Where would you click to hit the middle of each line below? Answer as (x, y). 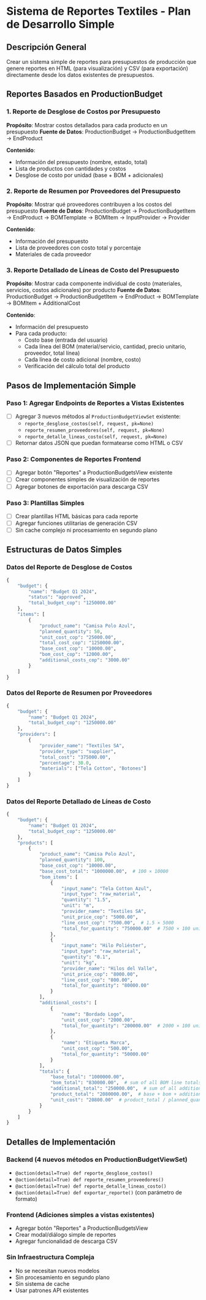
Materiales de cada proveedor (53, 254)
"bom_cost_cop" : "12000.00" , (76, 655)
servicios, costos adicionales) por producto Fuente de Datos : (84, 290)
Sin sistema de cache (42, 1283)
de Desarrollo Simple (60, 24)
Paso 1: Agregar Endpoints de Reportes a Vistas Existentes (95, 403)
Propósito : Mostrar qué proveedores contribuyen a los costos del (89, 204)
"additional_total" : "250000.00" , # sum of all (113, 1089)
